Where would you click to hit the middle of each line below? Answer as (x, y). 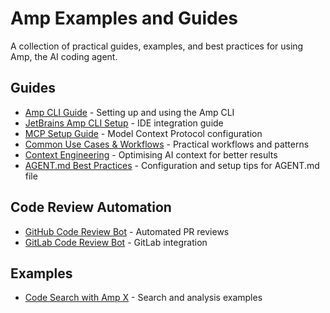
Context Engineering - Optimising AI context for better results (151, 154)
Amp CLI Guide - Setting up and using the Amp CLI (129, 112)
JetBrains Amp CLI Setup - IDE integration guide (124, 123)
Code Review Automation (91, 207)
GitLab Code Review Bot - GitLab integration (116, 242)
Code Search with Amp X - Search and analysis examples (143, 298)
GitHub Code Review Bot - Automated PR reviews (127, 231)
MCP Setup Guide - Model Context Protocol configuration (143, 133)
